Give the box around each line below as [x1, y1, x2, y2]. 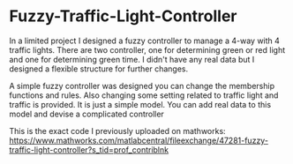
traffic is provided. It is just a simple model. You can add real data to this [9, 99, 272, 109]
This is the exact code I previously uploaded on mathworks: [9, 125, 227, 136]
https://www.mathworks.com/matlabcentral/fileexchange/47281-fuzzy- [9, 135, 269, 145]
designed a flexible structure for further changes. [9, 63, 189, 74]
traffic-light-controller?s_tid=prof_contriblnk [9, 144, 169, 155]
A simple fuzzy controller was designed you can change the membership [9, 80, 275, 91]
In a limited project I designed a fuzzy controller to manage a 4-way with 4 [9, 35, 281, 46]
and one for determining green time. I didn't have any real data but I [9, 54, 255, 64]
